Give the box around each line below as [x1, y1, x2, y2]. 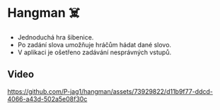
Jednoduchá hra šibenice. [17, 32, 94, 42]
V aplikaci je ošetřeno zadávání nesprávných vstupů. [17, 48, 172, 56]
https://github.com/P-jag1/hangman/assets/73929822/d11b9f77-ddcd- [7, 87, 214, 95]
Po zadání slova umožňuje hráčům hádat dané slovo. [17, 40, 172, 49]
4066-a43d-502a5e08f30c [7, 94, 88, 103]
